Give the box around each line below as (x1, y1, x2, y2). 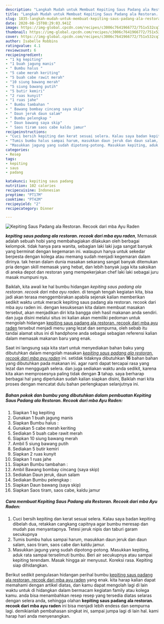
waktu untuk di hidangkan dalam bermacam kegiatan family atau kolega (5, 587, 150, 593)
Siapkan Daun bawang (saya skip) (12, 482, 81, 488)
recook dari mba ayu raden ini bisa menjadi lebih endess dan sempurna (5, 603, 150, 609)
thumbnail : (5, 30, 28, 35)
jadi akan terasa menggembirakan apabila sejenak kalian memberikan (5, 294, 145, 300)
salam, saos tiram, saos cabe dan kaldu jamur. (12, 542, 106, 548)
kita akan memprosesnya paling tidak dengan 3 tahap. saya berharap (5, 371, 145, 377)
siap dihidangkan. (12, 563, 48, 569)
